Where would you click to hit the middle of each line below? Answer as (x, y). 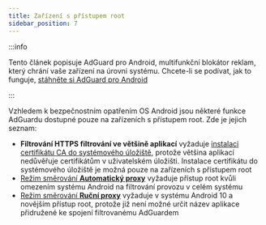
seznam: (23, 128)
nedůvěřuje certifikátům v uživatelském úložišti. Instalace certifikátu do (139, 161)
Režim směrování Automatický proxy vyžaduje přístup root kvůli (128, 178)
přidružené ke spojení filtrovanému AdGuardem (99, 212)
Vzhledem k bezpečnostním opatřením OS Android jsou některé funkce (127, 111)
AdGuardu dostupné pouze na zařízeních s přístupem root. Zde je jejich (128, 119)
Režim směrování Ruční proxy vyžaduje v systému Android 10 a (127, 195)
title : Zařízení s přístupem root (67, 16)
